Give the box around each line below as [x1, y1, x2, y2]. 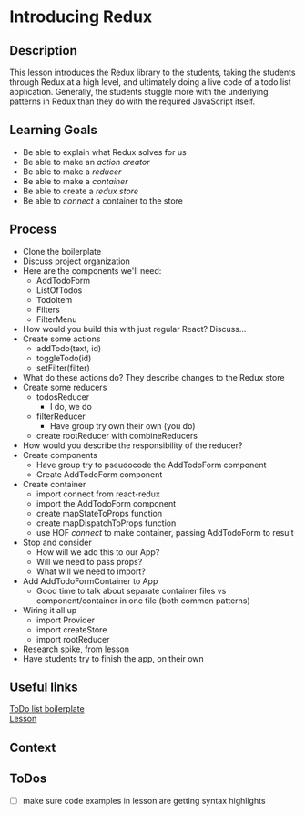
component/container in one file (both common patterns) [36, 595, 250, 606]
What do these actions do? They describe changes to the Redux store [22, 371, 285, 382]
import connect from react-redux [36, 488, 161, 499]
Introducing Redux [9, 6, 153, 27]
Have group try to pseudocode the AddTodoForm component [36, 459, 267, 470]
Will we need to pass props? [36, 556, 143, 567]
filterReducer [36, 411, 86, 422]
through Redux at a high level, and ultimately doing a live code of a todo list [9, 77, 291, 88]
